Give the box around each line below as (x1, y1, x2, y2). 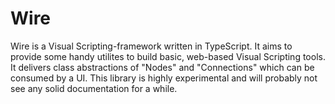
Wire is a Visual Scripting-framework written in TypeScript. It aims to (10, 40, 293, 52)
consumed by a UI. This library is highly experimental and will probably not (10, 72, 318, 84)
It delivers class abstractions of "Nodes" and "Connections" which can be (10, 61, 315, 73)
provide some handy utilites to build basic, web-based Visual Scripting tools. (10, 50, 326, 62)
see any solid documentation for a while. (10, 82, 178, 94)
